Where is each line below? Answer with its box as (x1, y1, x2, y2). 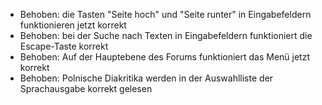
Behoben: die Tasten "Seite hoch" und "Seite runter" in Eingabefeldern (19, 9, 312, 20)
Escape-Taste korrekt (19, 40, 109, 52)
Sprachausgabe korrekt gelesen (19, 83, 153, 94)
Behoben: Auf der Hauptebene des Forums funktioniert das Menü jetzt (19, 51, 311, 63)
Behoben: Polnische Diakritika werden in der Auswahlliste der (19, 72, 274, 84)
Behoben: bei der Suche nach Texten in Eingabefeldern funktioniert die (19, 30, 313, 41)
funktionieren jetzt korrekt (19, 19, 127, 31)
